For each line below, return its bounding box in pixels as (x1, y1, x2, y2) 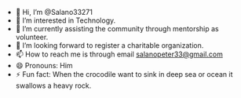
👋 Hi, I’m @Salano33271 (15, 8, 93, 16)
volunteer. (15, 32, 49, 42)
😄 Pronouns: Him (15, 61, 73, 70)
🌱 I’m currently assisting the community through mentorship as (15, 24, 219, 33)
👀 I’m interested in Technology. (15, 16, 116, 25)
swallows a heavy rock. (15, 81, 92, 90)
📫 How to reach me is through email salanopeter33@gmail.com (15, 49, 224, 59)
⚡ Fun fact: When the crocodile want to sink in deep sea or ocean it (15, 70, 233, 78)
